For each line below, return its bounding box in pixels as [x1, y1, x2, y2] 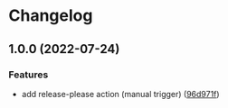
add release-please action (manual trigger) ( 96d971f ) [21, 88, 220, 99]
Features [8, 68, 49, 81]
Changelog [8, 5, 93, 26]
